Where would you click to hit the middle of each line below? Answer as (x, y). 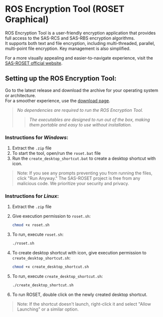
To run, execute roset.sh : (38, 234)
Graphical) (27, 19)
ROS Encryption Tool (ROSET (65, 9)
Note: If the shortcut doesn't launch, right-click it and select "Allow (84, 304)
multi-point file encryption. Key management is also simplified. (68, 48)
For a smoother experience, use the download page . (58, 101)
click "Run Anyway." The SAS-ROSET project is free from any (79, 178)
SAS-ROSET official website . (34, 63)
